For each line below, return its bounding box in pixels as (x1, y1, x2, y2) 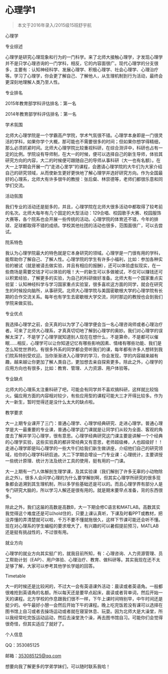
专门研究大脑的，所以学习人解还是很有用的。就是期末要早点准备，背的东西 (5, 487, 158, 493)
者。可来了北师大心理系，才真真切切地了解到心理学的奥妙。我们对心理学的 (5, 327, 158, 333)
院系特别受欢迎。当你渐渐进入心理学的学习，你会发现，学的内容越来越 (9, 353, 154, 359)
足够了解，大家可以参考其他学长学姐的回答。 (5, 563, 97, 569)
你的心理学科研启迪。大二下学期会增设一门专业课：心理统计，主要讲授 (18, 451, 163, 457)
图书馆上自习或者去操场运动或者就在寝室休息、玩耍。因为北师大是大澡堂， (5, 608, 158, 614)
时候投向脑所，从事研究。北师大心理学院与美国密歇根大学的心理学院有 (13, 287, 158, 293)
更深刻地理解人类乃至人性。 (5, 79, 62, 85)
